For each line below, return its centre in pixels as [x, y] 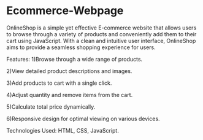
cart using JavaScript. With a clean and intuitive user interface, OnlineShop [101, 41]
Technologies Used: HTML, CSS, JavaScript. [63, 130]
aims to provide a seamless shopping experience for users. [81, 47]
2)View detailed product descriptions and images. [69, 71]
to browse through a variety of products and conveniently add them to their [101, 34]
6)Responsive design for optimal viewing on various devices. [83, 119]
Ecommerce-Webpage [65, 11]
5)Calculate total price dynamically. [51, 107]
